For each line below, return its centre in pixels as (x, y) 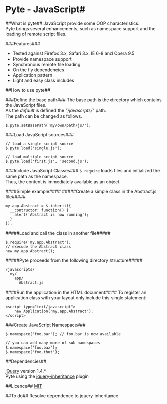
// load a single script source (39, 144)
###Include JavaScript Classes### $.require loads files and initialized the (83, 170)
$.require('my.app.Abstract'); (38, 242)
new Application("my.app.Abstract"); (54, 311)
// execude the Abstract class (38, 246)
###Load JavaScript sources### (40, 134)
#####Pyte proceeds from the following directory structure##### (74, 260)
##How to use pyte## (28, 90)
